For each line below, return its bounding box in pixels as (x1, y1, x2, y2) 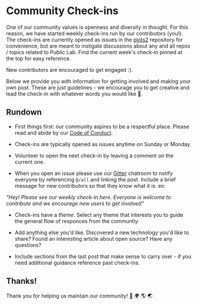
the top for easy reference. (6, 55, 71, 62)
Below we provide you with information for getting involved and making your (6, 78, 191, 85)
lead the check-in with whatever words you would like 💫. (6, 90, 143, 97)
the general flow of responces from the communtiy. (14, 217, 139, 224)
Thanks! (6, 276, 37, 286)
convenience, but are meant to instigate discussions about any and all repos (6, 42, 191, 49)
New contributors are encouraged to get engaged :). (6, 66, 133, 73)
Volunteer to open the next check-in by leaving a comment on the (14, 152, 174, 159)
